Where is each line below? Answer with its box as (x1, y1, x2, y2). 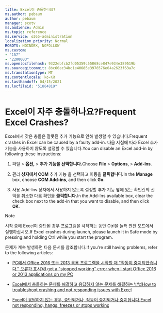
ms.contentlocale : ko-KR (5, 75, 55, 80)
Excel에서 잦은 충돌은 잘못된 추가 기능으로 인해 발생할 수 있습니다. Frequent (5, 133, 147, 139)
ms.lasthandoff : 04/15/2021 (5, 79, 62, 84)
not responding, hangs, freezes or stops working (12, 302, 110, 308)
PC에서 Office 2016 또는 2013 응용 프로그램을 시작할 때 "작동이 (12, 260, 133, 266)
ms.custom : (5, 48, 27, 52)
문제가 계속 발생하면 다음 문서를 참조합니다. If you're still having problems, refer (5, 245, 158, 250)
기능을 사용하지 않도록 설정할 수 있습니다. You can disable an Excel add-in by (5, 146, 153, 151)
